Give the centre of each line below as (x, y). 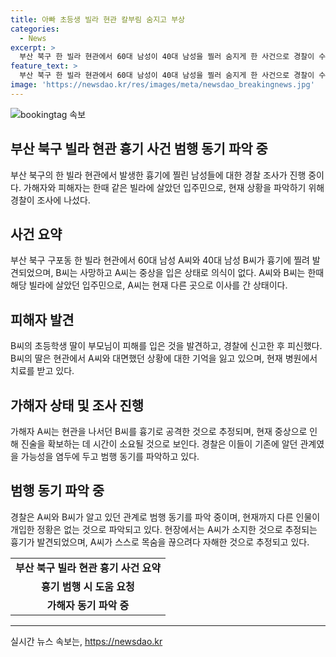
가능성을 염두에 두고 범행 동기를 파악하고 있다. (110, 456)
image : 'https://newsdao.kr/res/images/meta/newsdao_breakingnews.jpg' (162, 85)
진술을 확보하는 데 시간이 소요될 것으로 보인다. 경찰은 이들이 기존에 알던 (159, 444)
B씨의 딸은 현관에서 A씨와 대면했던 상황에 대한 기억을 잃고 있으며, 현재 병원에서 (164, 358)
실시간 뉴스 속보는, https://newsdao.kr (86, 641)
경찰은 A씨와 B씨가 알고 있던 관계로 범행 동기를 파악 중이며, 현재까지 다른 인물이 (165, 517)
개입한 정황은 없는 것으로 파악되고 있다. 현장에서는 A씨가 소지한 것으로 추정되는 (164, 529)
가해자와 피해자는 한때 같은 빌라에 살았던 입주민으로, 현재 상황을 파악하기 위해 (174, 187)
